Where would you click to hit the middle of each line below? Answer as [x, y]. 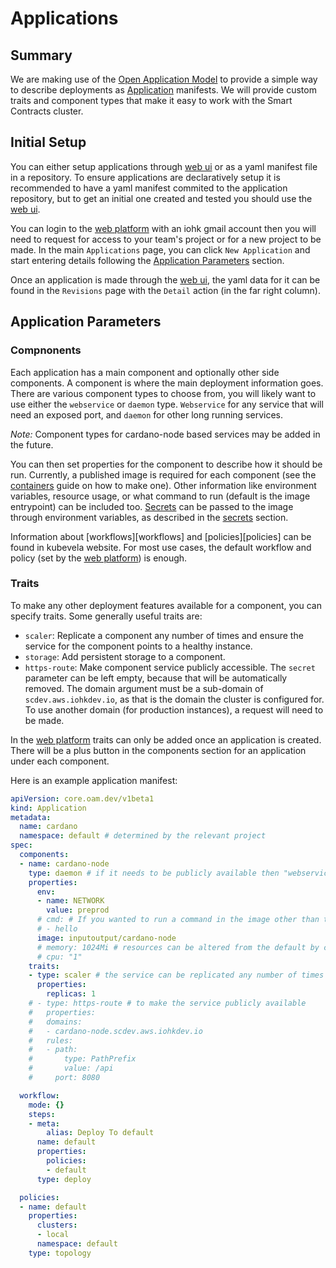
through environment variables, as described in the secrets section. [149, 517]
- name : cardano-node [64, 863]
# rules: [51, 1040]
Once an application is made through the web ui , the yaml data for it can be [165, 279]
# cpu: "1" [59, 957]
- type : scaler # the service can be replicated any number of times [176, 975]
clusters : [57, 1225]
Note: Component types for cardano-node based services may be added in [165, 434]
